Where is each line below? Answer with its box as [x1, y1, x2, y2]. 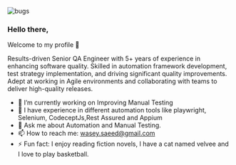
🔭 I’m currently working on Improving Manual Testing [17, 98, 173, 107]
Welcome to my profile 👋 [7, 41, 80, 49]
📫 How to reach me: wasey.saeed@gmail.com [17, 129, 155, 138]
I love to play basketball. [17, 150, 89, 159]
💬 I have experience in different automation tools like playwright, [17, 106, 207, 115]
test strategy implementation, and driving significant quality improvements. [7, 70, 227, 78]
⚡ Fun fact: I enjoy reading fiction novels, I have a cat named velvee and [17, 139, 230, 149]
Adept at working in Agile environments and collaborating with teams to [7, 77, 217, 85]
